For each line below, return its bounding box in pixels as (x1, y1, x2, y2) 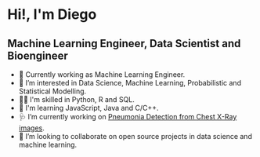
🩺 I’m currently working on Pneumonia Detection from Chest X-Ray (18, 112, 237, 121)
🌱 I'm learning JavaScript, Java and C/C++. (18, 104, 159, 112)
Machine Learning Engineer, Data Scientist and (7, 37, 241, 50)
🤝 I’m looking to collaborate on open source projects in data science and (18, 132, 252, 141)
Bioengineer (7, 49, 68, 62)
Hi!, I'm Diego (7, 5, 97, 24)
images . (18, 123, 45, 133)
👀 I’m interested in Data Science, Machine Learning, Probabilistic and (18, 78, 242, 87)
